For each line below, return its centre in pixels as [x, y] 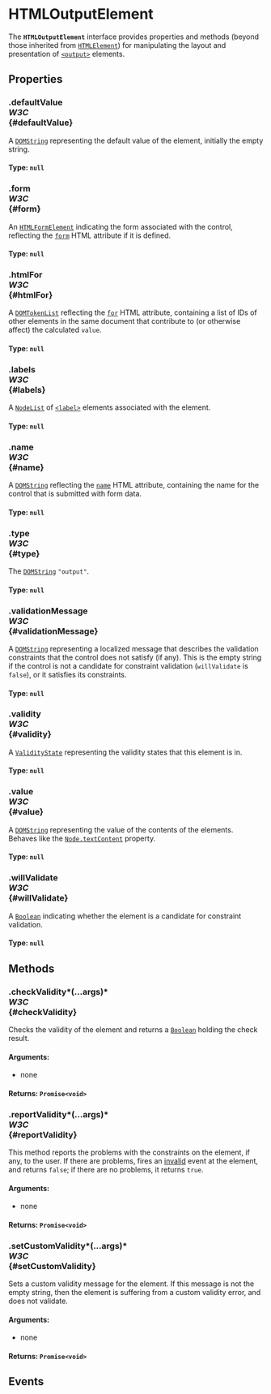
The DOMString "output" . [49, 571]
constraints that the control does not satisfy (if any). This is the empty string [135, 657]
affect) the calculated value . [55, 330]
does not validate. [38, 1301]
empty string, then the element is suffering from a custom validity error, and [135, 1293]
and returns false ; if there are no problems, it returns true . [106, 1170]
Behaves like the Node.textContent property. [82, 838]
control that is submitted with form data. [75, 494]
